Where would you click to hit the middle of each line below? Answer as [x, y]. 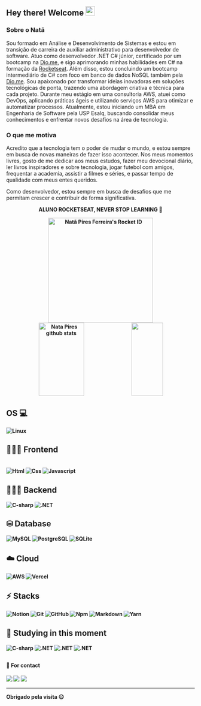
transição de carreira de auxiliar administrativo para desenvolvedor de [93, 49]
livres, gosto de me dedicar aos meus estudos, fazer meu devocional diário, [100, 161]
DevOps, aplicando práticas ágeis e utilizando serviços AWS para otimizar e [100, 100]
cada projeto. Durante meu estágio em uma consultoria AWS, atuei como [96, 94]
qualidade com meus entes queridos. [52, 180]
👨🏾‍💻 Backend [32, 490]
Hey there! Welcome [45, 13]
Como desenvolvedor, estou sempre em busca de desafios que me [89, 191]
